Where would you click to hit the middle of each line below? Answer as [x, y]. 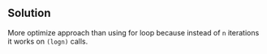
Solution [29, 13]
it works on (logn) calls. [48, 41]
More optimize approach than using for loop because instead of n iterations [133, 32]
